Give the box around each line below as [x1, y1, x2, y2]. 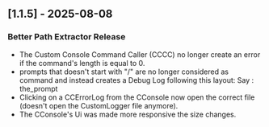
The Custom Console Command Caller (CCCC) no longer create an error [19, 49, 261, 59]
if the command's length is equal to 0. [19, 58, 145, 68]
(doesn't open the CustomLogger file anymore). [19, 100, 179, 110]
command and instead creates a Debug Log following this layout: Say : [19, 75, 254, 84]
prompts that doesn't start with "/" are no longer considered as [19, 67, 229, 76]
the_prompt [19, 84, 58, 93]
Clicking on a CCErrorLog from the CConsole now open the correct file [19, 92, 255, 102]
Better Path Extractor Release [7, 31, 126, 43]
